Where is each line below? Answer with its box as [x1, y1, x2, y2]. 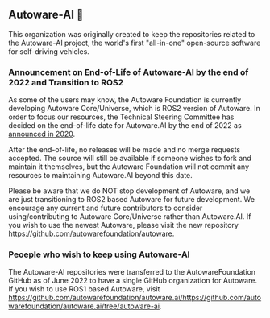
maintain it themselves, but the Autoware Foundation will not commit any [8, 162, 250, 171]
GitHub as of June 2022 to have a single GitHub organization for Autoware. [8, 275, 258, 286]
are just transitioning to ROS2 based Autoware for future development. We [8, 195, 255, 204]
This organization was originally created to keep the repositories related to [8, 29, 255, 39]
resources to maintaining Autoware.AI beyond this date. [8, 171, 193, 180]
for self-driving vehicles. [8, 46, 90, 56]
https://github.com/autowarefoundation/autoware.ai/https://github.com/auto [8, 293, 262, 303]
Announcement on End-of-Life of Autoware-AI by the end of [8, 66, 249, 77]
